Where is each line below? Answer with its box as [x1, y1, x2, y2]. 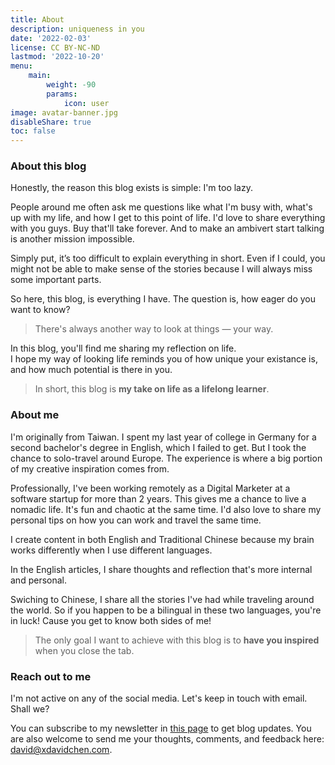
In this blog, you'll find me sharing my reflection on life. [10, 342, 237, 355]
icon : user [63, 98, 110, 108]
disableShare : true [10, 117, 92, 127]
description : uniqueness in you [10, 24, 145, 34]
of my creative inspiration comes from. [10, 462, 170, 475]
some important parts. [10, 274, 102, 286]
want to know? [10, 304, 71, 316]
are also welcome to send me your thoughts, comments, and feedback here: [10, 733, 325, 745]
